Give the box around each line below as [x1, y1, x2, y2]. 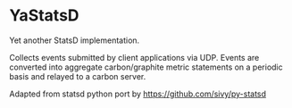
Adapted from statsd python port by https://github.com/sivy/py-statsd [9, 88, 266, 99]
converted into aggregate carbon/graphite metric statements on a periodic [9, 62, 283, 72]
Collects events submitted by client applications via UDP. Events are [9, 52, 260, 62]
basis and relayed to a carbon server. [9, 71, 146, 81]
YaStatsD [9, 5, 79, 26]
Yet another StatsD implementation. [9, 35, 140, 46]
